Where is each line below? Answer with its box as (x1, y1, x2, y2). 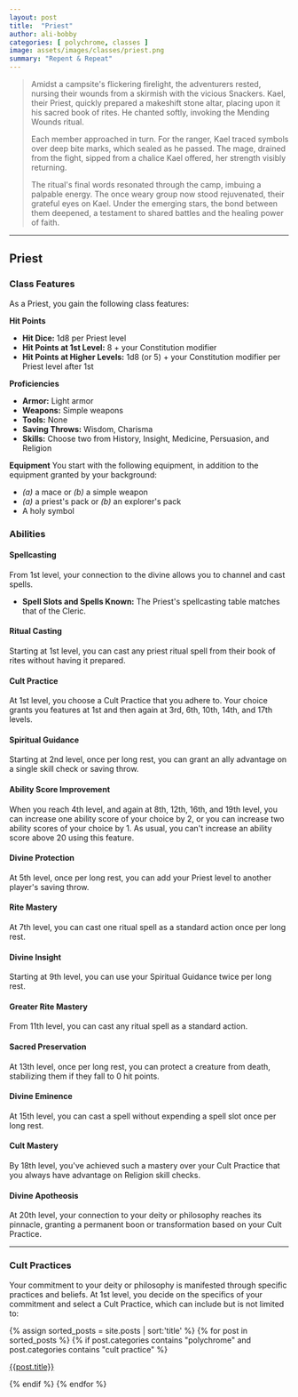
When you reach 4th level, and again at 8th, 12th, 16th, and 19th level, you (9, 804, 278, 815)
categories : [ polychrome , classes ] (9, 37, 149, 47)
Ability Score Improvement (9, 784, 111, 795)
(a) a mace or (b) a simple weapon (21, 486, 149, 497)
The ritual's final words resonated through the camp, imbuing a (30, 180, 262, 189)
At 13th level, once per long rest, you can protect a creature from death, (9, 1061, 271, 1072)
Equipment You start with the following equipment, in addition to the (9, 460, 259, 470)
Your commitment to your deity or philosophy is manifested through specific (9, 1280, 287, 1290)
